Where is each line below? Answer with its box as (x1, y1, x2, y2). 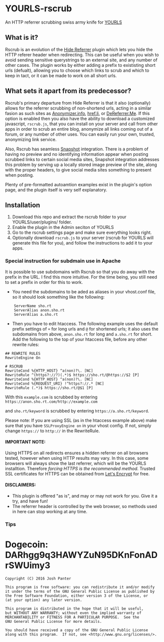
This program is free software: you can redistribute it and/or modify (5, 585, 155, 589)
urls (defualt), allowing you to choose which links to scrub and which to (5, 67, 150, 73)
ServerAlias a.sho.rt (14, 312, 58, 317)
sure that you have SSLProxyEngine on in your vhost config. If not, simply (5, 422, 151, 428)
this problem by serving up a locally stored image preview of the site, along (5, 162, 157, 167)
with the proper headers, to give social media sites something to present (5, 167, 152, 172)
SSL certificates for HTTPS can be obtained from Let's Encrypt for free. (5, 471, 150, 476)
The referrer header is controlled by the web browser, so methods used (12, 503, 157, 509)
